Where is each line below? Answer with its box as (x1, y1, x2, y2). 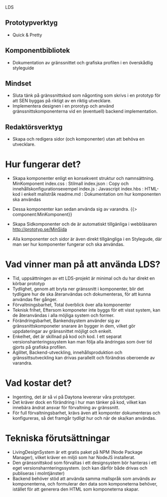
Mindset (5, 79, 31, 88)
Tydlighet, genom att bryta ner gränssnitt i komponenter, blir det (12, 286, 144, 292)
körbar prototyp (12, 281, 45, 287)
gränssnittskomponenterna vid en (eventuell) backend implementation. (12, 108, 158, 114)
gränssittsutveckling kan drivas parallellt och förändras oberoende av (12, 355, 156, 361)
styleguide (12, 65, 34, 71)
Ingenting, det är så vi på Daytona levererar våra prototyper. (12, 394, 136, 400)
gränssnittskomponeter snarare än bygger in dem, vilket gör (12, 323, 136, 329)
